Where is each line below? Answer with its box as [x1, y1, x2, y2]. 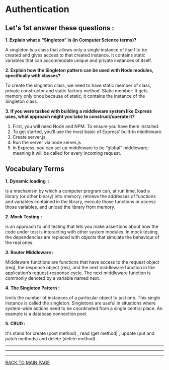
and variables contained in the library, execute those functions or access [5, 198, 156, 205]
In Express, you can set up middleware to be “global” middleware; [12, 145, 149, 151]
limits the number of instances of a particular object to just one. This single [5, 294, 160, 300]
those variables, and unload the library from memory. [5, 204, 116, 210]
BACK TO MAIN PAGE [5, 359, 50, 365]
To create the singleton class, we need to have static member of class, [5, 82, 152, 88]
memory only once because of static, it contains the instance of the [5, 93, 145, 99]
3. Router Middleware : [5, 249, 54, 255]
